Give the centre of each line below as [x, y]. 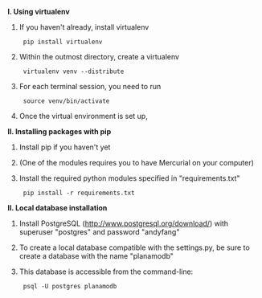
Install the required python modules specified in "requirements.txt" [129, 178]
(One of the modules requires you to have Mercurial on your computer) [137, 163]
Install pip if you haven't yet [65, 147]
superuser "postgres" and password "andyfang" [99, 232]
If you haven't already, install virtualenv [84, 27]
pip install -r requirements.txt [79, 193]
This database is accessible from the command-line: [106, 271]
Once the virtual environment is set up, [83, 116]
